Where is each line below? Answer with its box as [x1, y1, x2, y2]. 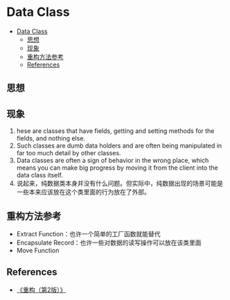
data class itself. [16, 171, 63, 179]
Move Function [16, 246, 60, 254]
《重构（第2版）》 [16, 285, 67, 294]
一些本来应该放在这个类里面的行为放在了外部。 [16, 188, 150, 196]
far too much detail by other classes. [16, 149, 122, 157]
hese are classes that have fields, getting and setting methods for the [16, 127, 215, 135]
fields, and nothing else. [16, 134, 86, 143]
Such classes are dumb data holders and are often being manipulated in [16, 141, 222, 150]
